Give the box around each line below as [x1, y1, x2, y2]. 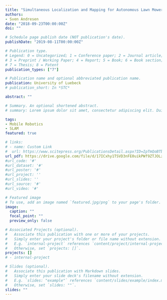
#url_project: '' [5, 172, 41, 177]
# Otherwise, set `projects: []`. [5, 246, 81, 251]
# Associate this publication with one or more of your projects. [5, 232, 150, 237]
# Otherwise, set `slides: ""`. [5, 283, 77, 288]
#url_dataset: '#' [5, 163, 43, 168]
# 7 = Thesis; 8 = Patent [5, 62, 59, 67]
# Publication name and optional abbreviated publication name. [5, 76, 141, 81]
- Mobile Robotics [5, 122, 43, 127]
